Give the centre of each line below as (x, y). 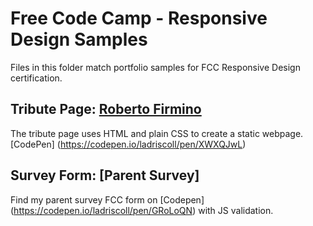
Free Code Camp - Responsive (139, 18)
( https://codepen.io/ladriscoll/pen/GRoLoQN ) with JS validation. (142, 210)
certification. (36, 78)
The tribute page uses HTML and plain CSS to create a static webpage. (157, 133)
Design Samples (79, 39)
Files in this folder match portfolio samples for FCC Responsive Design (155, 67)
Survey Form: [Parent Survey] (105, 175)
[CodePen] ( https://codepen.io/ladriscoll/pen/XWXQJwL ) (128, 144)
